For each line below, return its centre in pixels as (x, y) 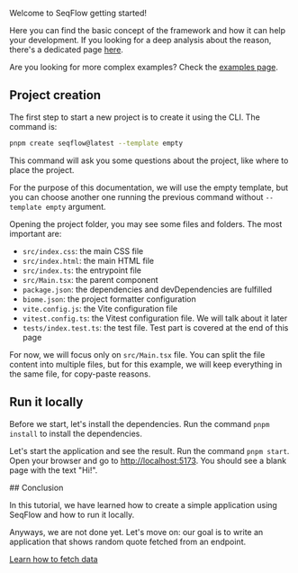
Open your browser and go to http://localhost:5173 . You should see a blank (148, 460)
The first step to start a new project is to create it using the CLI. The (135, 117)
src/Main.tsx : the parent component (90, 279)
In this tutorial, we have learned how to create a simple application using (143, 505)
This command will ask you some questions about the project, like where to (149, 160)
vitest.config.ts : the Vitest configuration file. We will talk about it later (155, 318)
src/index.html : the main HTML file (88, 260)
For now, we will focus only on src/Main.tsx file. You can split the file (137, 354)
